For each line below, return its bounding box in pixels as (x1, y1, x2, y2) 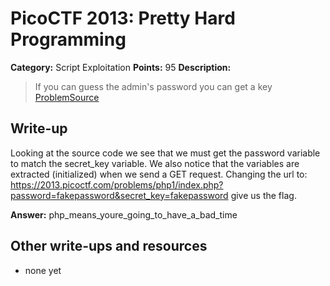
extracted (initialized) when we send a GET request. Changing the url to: (10, 168, 308, 180)
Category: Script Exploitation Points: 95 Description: (10, 61, 232, 73)
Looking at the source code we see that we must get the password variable (10, 147, 321, 159)
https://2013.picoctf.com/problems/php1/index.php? (10, 178, 224, 191)
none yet (24, 264, 62, 276)
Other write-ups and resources (10, 238, 208, 255)
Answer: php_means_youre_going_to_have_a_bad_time (10, 208, 238, 221)
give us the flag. (230, 189, 297, 201)
